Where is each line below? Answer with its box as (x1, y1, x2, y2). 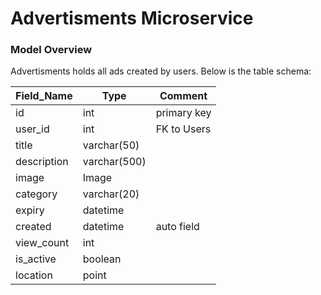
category (15, 187, 58, 201)
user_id (15, 122, 50, 136)
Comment (159, 89, 208, 103)
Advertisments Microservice (10, 7, 254, 30)
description (15, 155, 69, 169)
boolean (82, 252, 122, 266)
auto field (155, 220, 200, 234)
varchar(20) (82, 187, 140, 201)
